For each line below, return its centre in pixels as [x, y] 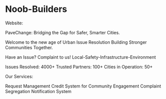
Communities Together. [29, 47]
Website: [14, 23]
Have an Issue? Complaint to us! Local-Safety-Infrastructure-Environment [81, 57]
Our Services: [19, 76]
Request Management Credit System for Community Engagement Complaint [83, 86]
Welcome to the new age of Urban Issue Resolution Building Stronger [76, 42]
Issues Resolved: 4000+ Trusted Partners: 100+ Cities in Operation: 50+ [79, 67]
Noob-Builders [36, 9]
